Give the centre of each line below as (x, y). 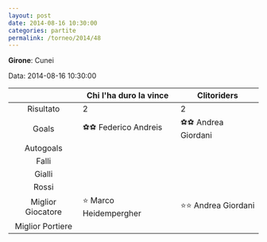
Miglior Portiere (44, 226)
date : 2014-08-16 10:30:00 (53, 23)
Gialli (44, 174)
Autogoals (43, 148)
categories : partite (43, 30)
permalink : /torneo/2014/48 (55, 38)
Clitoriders (218, 96)
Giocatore (43, 212)
